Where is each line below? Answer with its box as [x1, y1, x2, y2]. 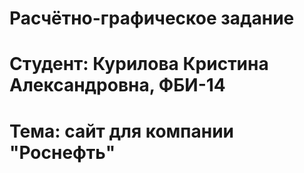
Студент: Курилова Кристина [9, 53, 269, 76]
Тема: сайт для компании [9, 120, 235, 142]
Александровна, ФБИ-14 [9, 74, 226, 97]
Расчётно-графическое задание [9, 7, 295, 30]
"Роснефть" [9, 141, 116, 164]
